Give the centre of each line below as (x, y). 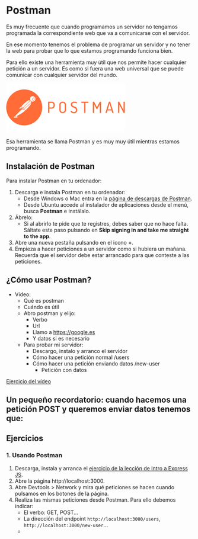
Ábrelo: (24, 217)
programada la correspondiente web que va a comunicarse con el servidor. (98, 33)
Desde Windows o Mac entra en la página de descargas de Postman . (108, 198)
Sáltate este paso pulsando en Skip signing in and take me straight (106, 230)
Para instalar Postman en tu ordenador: (54, 181)
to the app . (37, 236)
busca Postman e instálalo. (57, 211)
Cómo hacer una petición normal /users (81, 357)
